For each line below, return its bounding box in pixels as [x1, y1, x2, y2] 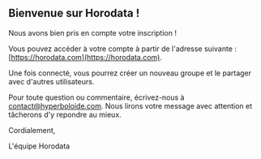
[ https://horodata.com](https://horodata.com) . [8, 52, 162, 62]
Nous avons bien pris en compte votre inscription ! [8, 28, 177, 37]
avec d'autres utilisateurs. [8, 76, 95, 86]
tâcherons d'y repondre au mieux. [8, 110, 122, 119]
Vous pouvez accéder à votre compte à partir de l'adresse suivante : [8, 44, 237, 54]
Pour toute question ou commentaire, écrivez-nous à [8, 92, 185, 102]
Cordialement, [8, 125, 56, 135]
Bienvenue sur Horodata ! [8, 6, 140, 20]
